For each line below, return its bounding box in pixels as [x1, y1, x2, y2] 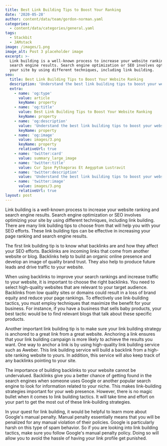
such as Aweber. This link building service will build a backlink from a [5, 347, 147, 353]
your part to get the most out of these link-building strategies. [5, 399, 132, 405]
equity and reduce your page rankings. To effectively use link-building [5, 295, 149, 301]
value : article [18, 95, 50, 100]
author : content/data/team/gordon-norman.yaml [5, 16, 103, 21]
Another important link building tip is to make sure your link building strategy [5, 325, 162, 332]
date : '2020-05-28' [5, 12, 46, 17]
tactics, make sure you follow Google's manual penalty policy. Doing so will [5, 430, 159, 436]
